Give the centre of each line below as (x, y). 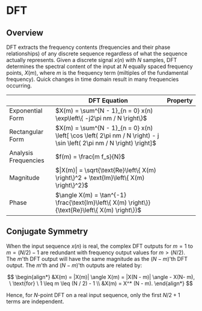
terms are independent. (35, 301)
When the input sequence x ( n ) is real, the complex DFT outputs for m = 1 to (100, 246)
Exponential (26, 111)
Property (180, 100)
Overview (25, 33)
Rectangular (26, 132)
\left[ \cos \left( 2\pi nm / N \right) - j (107, 135)
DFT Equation (108, 100)
